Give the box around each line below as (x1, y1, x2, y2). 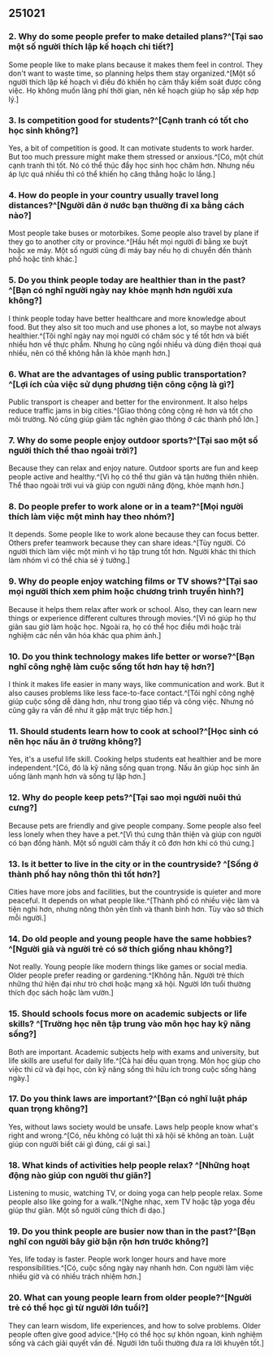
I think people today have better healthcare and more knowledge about (8, 313, 246, 323)
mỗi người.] (8, 912, 46, 922)
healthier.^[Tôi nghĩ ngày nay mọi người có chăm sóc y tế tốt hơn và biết (8, 330, 249, 340)
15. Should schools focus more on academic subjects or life (8, 1008, 248, 1020)
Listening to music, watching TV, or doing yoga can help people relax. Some (8, 1188, 263, 1198)
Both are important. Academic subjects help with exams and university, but (8, 1047, 260, 1056)
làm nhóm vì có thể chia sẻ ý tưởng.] (8, 555, 130, 565)
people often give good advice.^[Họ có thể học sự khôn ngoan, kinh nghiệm (8, 1329, 262, 1339)
